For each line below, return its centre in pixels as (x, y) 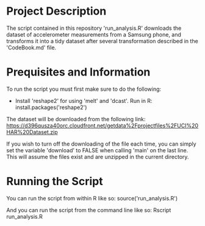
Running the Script (55, 182)
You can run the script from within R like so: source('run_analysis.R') (92, 198)
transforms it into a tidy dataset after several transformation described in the (102, 41)
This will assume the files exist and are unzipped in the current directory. (98, 157)
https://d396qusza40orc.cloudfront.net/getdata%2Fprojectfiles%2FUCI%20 (103, 125)
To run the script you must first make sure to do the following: (84, 89)
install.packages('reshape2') (51, 107)
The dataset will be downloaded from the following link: (76, 119)
